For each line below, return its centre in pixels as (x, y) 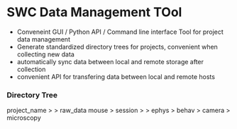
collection (31, 69)
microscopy (24, 118)
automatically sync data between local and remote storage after (110, 61)
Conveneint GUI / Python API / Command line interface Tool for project (120, 32)
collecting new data (46, 54)
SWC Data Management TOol (94, 12)
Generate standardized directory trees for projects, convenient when (117, 47)
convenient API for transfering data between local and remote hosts (116, 76)
